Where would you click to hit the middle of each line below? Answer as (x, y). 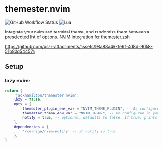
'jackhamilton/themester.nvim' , (46, 95)
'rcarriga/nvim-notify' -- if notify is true (69, 131)
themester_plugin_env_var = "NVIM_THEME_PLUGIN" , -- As (80, 109)
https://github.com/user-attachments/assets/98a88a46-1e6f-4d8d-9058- (79, 46)
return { (14, 91)
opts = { (23, 104)
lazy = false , (28, 100)
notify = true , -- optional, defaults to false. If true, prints (90, 117)
